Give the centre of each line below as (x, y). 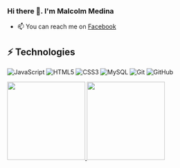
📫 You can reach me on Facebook (66, 26)
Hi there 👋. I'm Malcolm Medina (61, 11)
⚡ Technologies (41, 52)
